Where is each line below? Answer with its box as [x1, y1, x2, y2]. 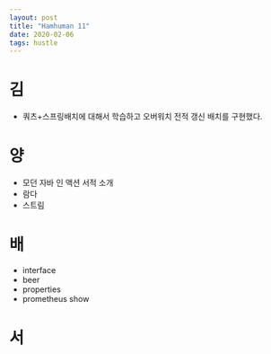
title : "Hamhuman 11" [9, 22, 91, 31]
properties [22, 284, 61, 295]
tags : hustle [9, 38, 58, 48]
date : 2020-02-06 [9, 30, 74, 39]
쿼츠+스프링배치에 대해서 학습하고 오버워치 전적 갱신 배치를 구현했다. [22, 111, 263, 122]
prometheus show [22, 294, 90, 305]
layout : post [9, 13, 58, 22]
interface [22, 265, 57, 276]
